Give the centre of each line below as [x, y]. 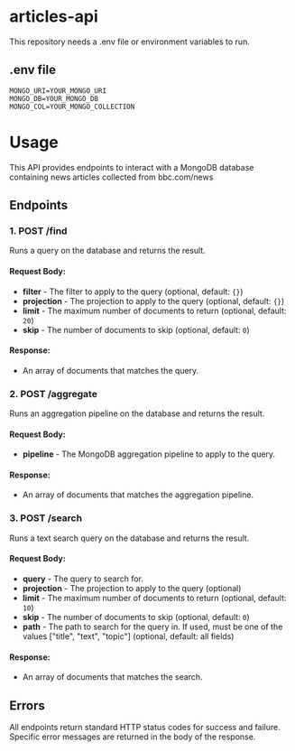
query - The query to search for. [83, 579]
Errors [27, 705]
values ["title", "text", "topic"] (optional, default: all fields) [128, 636]
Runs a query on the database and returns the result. [107, 251]
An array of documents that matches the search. [112, 677]
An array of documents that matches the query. [111, 370]
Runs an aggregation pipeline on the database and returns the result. [137, 413]
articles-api [54, 17]
